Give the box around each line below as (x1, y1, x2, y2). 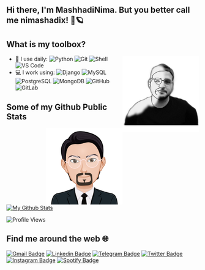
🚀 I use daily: (15, 55, 48, 63)
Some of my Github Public (6, 102, 108, 112)
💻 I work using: (15, 69, 55, 76)
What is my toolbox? (6, 39, 86, 50)
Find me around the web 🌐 (6, 234, 109, 244)
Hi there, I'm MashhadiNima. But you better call (6, 5, 190, 15)
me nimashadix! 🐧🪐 (6, 15, 84, 26)
